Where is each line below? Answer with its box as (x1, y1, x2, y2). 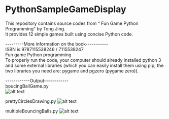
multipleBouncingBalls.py (5, 108, 58, 114)
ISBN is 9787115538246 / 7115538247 (5, 46, 84, 52)
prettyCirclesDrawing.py (5, 98, 56, 104)
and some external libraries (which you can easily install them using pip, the (5, 62, 164, 68)
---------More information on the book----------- (5, 41, 108, 47)
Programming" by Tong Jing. (5, 25, 65, 31)
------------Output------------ (5, 77, 69, 84)
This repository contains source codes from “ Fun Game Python (5, 20, 139, 26)
